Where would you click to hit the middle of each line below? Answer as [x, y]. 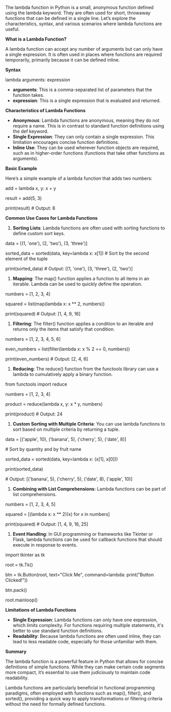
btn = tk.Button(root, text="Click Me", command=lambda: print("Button [80, 575]
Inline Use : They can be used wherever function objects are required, [86, 148]
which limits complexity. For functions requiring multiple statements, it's [88, 625]
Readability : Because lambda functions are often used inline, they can [87, 636]
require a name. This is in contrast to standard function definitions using [88, 126]
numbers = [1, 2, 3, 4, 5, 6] [33, 339]
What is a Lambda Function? [36, 39]
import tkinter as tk [25, 555]
